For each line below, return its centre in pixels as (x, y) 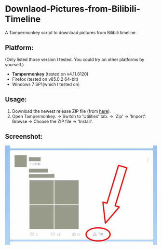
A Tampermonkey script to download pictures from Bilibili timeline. (71, 32)
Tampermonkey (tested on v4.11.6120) (50, 74)
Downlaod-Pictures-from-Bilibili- (73, 9)
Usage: (16, 99)
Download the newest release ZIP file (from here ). (61, 111)
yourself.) (14, 64)
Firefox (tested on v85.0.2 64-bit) (45, 79)
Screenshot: (24, 136)
